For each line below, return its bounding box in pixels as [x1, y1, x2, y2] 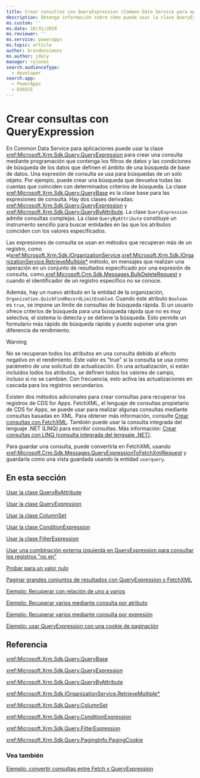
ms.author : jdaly [6, 53, 49, 59]
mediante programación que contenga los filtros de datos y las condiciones [6, 157, 192, 164]
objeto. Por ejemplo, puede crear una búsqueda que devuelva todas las [6, 176, 182, 183]
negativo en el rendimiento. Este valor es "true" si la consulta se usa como [6, 356, 189, 363]
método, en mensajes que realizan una [89, 258, 185, 265]
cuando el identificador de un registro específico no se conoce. [6, 277, 162, 284]
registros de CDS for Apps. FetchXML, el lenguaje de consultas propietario [6, 399, 189, 406]
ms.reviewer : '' [6, 31, 46, 37]
